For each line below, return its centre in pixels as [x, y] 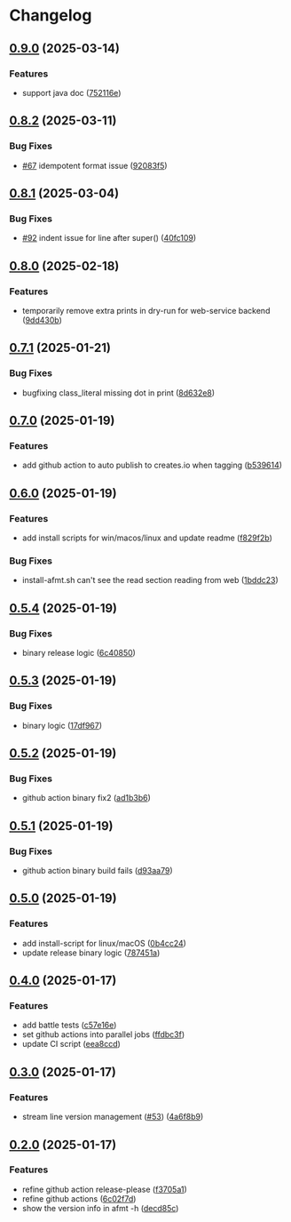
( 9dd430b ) [42, 320]
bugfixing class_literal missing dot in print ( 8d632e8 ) [118, 393]
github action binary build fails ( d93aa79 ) [97, 871]
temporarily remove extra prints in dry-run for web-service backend [146, 310]
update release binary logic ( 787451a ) [91, 953]
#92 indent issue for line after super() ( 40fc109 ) [109, 238]
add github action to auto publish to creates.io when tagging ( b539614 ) [152, 465]
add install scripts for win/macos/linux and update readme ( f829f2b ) [147, 538]
